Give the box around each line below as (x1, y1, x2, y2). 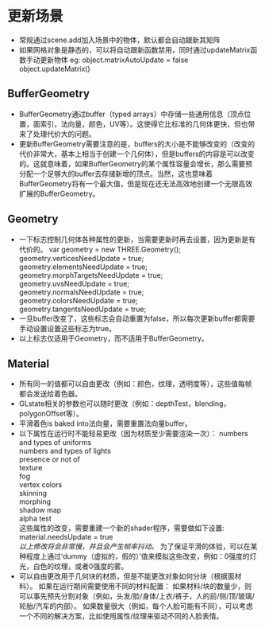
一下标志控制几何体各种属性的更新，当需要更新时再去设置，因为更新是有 (18, 234, 255, 244)
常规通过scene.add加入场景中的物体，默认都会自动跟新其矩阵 (18, 35, 221, 45)
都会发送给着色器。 (18, 389, 83, 399)
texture (18, 463, 43, 473)
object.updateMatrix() (18, 64, 90, 73)
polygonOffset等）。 (18, 409, 84, 419)
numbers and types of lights (18, 447, 112, 456)
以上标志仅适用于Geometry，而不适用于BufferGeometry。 (18, 334, 209, 343)
